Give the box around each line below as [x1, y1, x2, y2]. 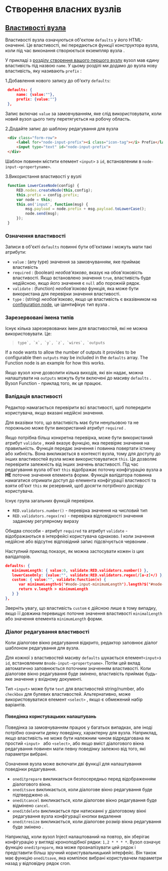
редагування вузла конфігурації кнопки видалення [12, 813, 121, 819]
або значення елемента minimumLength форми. [5, 615, 103, 621]
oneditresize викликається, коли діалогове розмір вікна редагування [12, 819, 161, 825]
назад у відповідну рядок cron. [5, 860, 71, 866]
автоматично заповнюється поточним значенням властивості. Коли [5, 666, 151, 672]
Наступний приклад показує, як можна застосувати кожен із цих [5, 548, 144, 554]
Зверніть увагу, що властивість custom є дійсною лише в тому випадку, [5, 605, 157, 611]
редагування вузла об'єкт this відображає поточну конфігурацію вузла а [5, 466, 162, 473]
